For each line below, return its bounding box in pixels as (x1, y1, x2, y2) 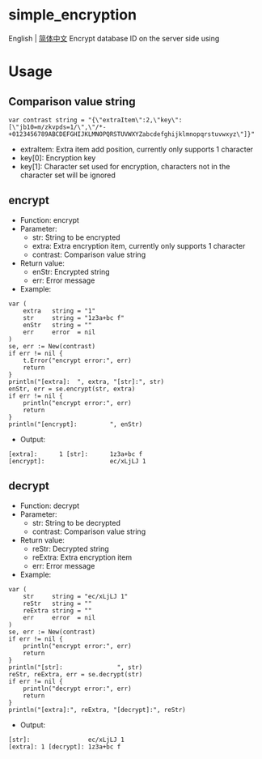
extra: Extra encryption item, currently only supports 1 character (32, 241, 246, 250)
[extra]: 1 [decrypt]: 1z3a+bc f (8, 743, 121, 751)
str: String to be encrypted (32, 232, 120, 242)
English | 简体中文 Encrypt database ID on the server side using (8, 33, 220, 43)
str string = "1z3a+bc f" (23, 313, 125, 322)
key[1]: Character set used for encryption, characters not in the (19, 161, 230, 171)
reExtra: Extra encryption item (32, 552, 132, 562)
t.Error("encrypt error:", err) (23, 356, 132, 365)
